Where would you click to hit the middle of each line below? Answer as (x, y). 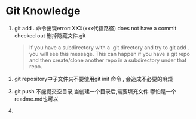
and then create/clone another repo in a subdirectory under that (108, 60)
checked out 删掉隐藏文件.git (50, 35)
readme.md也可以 (36, 99)
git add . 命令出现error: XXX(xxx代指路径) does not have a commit (95, 28)
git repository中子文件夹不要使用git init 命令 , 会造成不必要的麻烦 (94, 79)
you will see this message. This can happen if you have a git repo (110, 54)
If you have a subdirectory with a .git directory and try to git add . (109, 47)
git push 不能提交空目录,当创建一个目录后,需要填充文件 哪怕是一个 (95, 91)
